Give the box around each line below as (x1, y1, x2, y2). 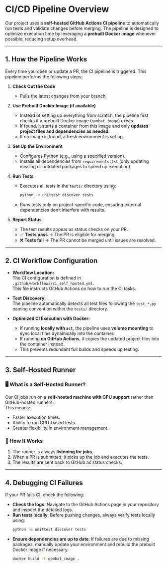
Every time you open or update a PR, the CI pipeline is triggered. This (5, 68, 147, 74)
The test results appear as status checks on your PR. (19, 226, 128, 232)
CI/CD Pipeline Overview (5, 3, 109, 15)
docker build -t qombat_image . (12, 557, 80, 562)
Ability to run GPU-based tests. (12, 420, 77, 426)
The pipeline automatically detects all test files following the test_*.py (12, 300, 157, 306)
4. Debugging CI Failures (5, 478, 83, 487)
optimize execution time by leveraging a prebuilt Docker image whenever (5, 30, 156, 36)
